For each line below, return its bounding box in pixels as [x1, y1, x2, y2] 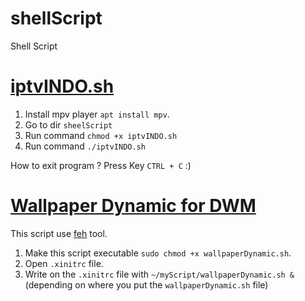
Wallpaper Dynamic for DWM [10, 195, 257, 217]
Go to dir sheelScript [24, 118, 113, 131]
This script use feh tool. [10, 227, 108, 239]
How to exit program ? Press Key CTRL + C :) [10, 159, 192, 171]
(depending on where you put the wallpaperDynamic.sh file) [24, 278, 269, 291]
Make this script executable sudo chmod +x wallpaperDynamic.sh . [24, 247, 292, 259]
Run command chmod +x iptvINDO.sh [24, 129, 178, 141]
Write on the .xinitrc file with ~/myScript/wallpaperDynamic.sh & [24, 268, 295, 280]
